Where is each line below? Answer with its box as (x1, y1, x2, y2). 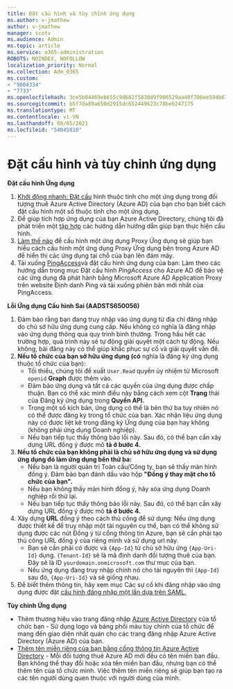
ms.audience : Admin (7, 36, 64, 43)
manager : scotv (7, 29, 51, 37)
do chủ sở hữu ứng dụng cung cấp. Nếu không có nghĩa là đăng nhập (17, 323, 216, 331)
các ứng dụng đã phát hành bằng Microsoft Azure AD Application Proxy (17, 273, 223, 282)
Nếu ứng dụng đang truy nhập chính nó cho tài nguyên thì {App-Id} (27, 566, 220, 575)
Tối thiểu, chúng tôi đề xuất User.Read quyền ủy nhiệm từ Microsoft (27, 367, 219, 375)
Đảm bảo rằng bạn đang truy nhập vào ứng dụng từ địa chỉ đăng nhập (17, 315, 218, 323)
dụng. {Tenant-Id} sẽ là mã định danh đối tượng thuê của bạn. (39, 551, 217, 559)
